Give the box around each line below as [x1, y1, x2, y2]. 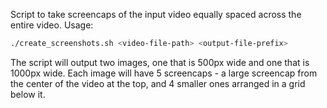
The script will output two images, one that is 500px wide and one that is [10, 56, 310, 68]
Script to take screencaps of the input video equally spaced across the [10, 9, 302, 20]
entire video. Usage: [10, 19, 94, 31]
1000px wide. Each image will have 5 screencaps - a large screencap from [10, 67, 318, 79]
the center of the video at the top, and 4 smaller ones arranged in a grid [10, 77, 306, 89]
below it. [10, 88, 46, 100]
